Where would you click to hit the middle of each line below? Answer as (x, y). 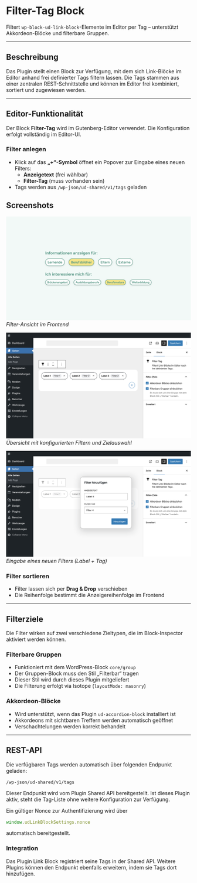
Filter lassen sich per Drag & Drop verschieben (71, 589)
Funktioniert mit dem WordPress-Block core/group (75, 667)
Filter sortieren (28, 576)
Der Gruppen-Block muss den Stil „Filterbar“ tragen (77, 674)
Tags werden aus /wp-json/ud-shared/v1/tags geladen (81, 187)
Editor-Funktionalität (45, 114)
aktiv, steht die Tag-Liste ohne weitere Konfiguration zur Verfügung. (88, 799)
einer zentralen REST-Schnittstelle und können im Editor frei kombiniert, (93, 84)
